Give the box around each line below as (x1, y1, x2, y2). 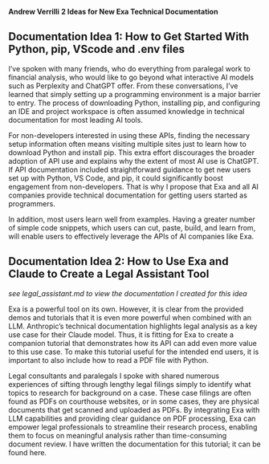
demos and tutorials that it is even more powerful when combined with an (8, 312, 251, 322)
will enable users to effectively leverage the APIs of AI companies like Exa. (8, 231, 255, 241)
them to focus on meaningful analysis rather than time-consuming (8, 430, 227, 440)
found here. (8, 447, 47, 457)
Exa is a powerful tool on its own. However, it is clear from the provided (8, 304, 244, 314)
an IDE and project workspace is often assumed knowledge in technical (8, 106, 245, 116)
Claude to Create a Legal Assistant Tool (8, 267, 210, 281)
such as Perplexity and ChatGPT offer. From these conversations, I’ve (8, 80, 238, 91)
